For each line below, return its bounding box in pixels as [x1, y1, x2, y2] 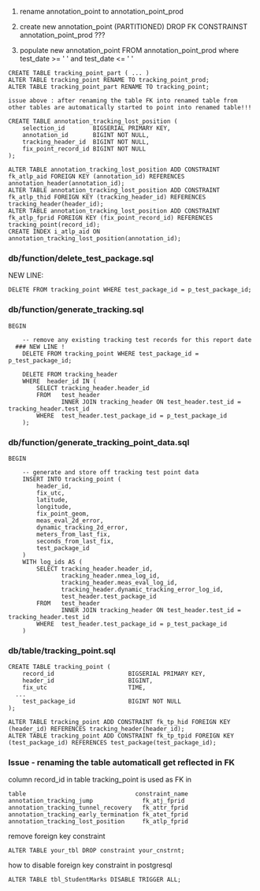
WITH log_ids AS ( [22, 558, 83, 566]
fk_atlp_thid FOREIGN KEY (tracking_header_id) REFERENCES [8, 193, 206, 201]
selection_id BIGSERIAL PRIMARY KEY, [22, 124, 171, 132]
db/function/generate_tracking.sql [8, 304, 144, 315]
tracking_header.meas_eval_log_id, [61, 578, 178, 586]
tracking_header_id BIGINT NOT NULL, [22, 138, 150, 146]
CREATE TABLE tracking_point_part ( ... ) [8, 69, 150, 77]
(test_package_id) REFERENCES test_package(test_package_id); [8, 739, 217, 747]
